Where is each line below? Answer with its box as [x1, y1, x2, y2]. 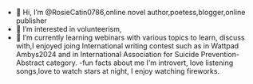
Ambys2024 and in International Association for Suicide [15, 50, 200, 59]
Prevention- [200, 50, 239, 59]
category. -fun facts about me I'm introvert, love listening [45, 58, 234, 67]
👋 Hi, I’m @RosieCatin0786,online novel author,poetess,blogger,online [15, 8, 246, 17]
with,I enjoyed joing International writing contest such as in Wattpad [15, 41, 239, 51]
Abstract [15, 58, 45, 67]
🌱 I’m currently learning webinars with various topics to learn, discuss [15, 32, 245, 42]
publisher [15, 16, 48, 25]
